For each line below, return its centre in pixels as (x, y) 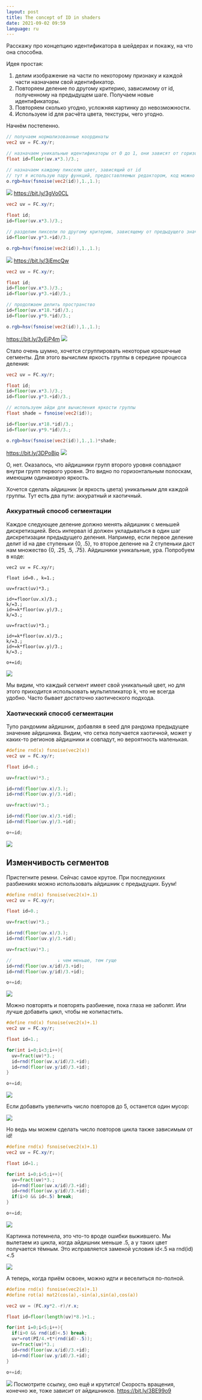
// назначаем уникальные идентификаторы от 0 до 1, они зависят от (93, 153)
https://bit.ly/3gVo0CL (41, 193)
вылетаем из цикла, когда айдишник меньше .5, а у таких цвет (87, 1242)
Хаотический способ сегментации (60, 713)
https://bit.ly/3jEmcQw (41, 261)
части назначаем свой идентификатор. (65, 82)
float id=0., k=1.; (31, 578)
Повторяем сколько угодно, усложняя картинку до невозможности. (103, 108)
